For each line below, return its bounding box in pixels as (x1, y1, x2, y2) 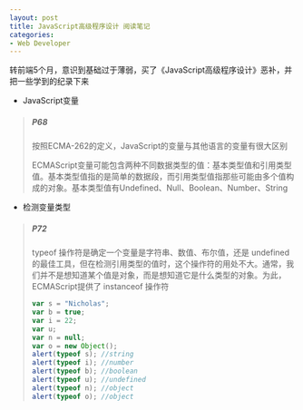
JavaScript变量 (22, 95, 80, 106)
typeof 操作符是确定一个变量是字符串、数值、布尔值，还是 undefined (31, 247, 290, 259)
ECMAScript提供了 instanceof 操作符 (31, 281, 170, 292)
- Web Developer (9, 38, 71, 48)
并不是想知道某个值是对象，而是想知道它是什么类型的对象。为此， (39, 269, 287, 281)
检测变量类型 (22, 201, 71, 213)
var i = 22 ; (31, 316, 77, 325)
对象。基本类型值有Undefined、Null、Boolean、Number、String (47, 182, 288, 193)
